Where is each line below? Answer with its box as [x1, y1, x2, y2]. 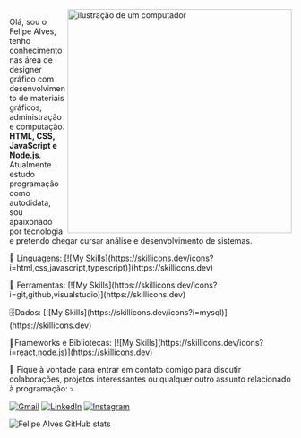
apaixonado [9, 217, 53, 227]
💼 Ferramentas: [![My [9, 279, 88, 290]
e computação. [9, 121, 65, 132]
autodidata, [9, 197, 51, 208]
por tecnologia [9, 226, 64, 236]
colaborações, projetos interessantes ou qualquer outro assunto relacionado [9, 374, 291, 384]
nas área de [9, 55, 54, 65]
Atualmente [9, 159, 52, 169]
